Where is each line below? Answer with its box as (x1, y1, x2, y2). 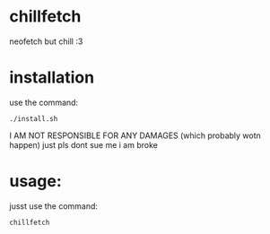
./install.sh (9, 114, 58, 123)
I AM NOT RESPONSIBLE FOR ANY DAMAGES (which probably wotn (9, 130, 262, 141)
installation (9, 67, 95, 88)
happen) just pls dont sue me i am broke (9, 139, 159, 150)
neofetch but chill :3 (9, 36, 83, 47)
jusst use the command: (9, 200, 99, 212)
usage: (9, 171, 63, 192)
